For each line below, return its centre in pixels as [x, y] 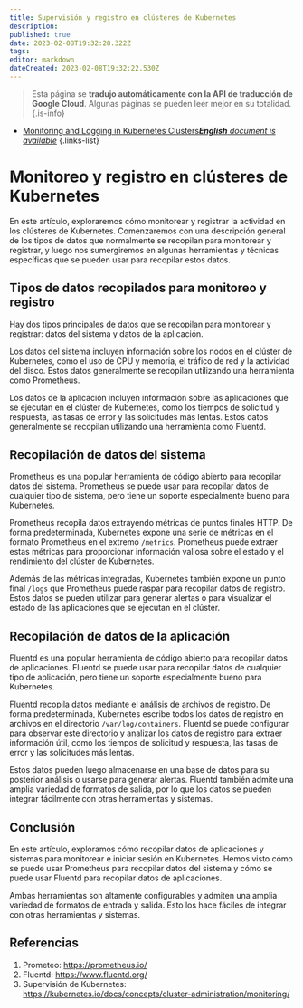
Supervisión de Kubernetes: [74, 984]
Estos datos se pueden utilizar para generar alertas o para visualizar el [141, 598]
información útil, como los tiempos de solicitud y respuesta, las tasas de [144, 743]
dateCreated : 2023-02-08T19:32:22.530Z [85, 69]
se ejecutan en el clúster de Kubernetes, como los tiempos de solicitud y [145, 407]
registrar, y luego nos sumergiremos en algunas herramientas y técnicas [144, 250]
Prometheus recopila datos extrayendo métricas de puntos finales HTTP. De [151, 523]
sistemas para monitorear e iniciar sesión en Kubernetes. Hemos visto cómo [151, 859]
